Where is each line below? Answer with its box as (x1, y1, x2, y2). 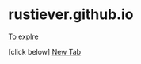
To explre (8, 32, 39, 41)
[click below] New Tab (8, 47, 82, 56)
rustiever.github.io (8, 6, 134, 24)
